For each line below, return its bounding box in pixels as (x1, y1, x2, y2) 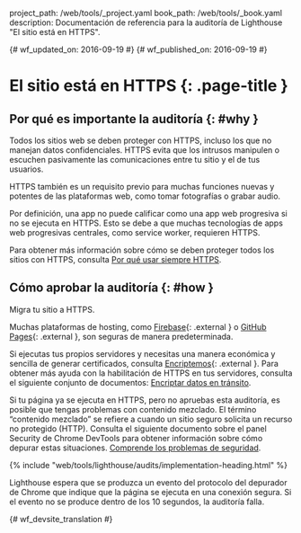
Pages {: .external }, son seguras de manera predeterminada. (9, 331, 234, 342)
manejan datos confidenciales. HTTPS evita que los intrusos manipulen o (9, 145, 280, 155)
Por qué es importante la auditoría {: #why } (9, 111, 259, 127)
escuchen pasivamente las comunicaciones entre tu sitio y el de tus (9, 155, 261, 164)
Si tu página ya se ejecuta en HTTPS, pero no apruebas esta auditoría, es (9, 395, 280, 405)
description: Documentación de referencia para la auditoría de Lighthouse (9, 17, 283, 28)
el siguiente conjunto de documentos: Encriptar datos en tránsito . (9, 377, 252, 387)
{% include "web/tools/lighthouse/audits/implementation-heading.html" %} (9, 459, 288, 470)
